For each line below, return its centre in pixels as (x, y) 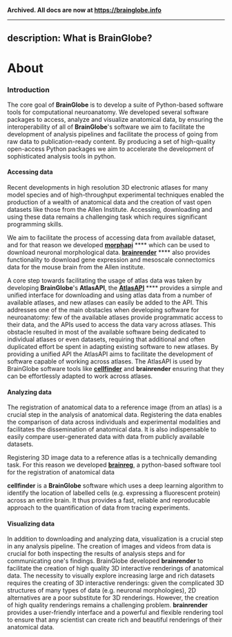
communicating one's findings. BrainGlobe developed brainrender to (105, 561)
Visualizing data (31, 523)
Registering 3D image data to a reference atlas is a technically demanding (112, 458)
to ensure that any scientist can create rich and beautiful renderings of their (115, 620)
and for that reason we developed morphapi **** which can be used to (108, 245)
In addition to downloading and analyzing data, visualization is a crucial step (115, 539)
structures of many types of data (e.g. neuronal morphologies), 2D (102, 591)
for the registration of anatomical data (61, 472)
